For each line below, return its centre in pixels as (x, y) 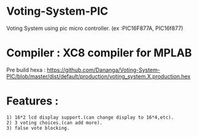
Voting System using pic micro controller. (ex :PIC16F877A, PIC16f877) (95, 28)
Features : (32, 101)
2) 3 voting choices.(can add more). (55, 123)
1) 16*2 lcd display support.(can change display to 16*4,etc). (90, 117)
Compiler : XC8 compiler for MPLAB (99, 53)
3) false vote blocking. (38, 128)
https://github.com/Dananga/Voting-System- (104, 70)
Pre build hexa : (26, 70)
